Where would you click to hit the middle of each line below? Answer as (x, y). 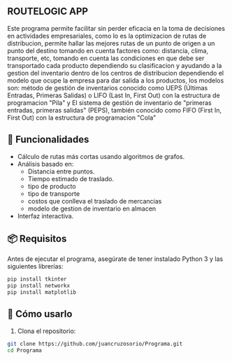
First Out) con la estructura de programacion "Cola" (82, 118)
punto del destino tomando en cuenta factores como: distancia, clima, (108, 50)
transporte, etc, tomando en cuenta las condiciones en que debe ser (106, 58)
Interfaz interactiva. (45, 215)
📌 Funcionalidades (48, 140)
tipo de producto (52, 186)
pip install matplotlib (42, 292)
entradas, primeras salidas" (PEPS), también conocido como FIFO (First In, (115, 110)
